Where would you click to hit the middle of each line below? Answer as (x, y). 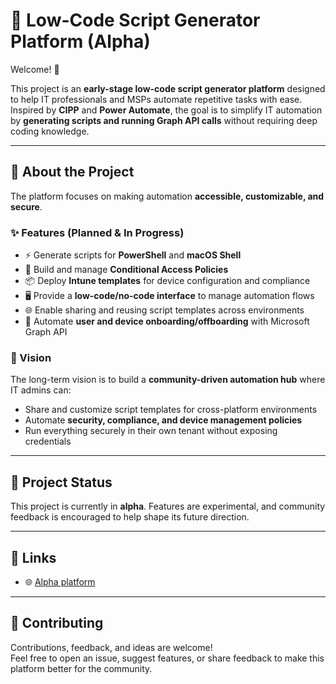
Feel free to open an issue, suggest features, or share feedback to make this (167, 658)
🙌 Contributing (57, 623)
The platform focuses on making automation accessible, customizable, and (167, 196)
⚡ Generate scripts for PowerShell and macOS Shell (133, 255)
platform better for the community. (81, 668)
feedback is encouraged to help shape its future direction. (130, 517)
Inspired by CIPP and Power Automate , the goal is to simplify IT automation (166, 110)
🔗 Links (33, 557)
